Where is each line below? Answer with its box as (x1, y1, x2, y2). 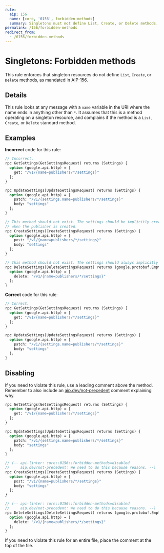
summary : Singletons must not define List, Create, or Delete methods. (9, 21, 159, 26)
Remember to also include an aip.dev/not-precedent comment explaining (5, 387, 152, 393)
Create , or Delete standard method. (5, 119, 76, 125)
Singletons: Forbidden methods (5, 56, 136, 67)
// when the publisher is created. (5, 224, 78, 229)
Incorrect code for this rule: (5, 147, 61, 153)
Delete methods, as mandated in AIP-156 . (5, 77, 88, 83)
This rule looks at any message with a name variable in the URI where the (5, 104, 150, 110)
